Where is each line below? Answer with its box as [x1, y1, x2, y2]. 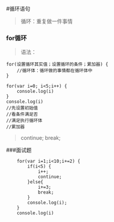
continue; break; [20, 134, 61, 141]
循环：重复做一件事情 [20, 18, 73, 25]
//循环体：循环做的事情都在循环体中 [17, 67, 93, 74]
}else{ [27, 179, 44, 185]
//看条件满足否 [6, 111, 38, 117]
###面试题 [6, 147, 32, 154]
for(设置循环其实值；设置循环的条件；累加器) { [6, 62, 109, 67]
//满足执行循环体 [6, 118, 43, 124]
